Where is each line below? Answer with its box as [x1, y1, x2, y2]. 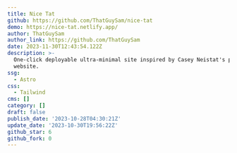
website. [13, 63, 39, 70]
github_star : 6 [7, 128, 52, 135]
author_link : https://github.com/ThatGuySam [7, 37, 140, 44]
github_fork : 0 [7, 135, 52, 142]
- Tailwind [13, 89, 46, 96]
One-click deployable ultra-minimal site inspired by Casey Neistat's [13, 56, 226, 63]
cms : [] [7, 96, 30, 103]
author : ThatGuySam [7, 30, 65, 37]
